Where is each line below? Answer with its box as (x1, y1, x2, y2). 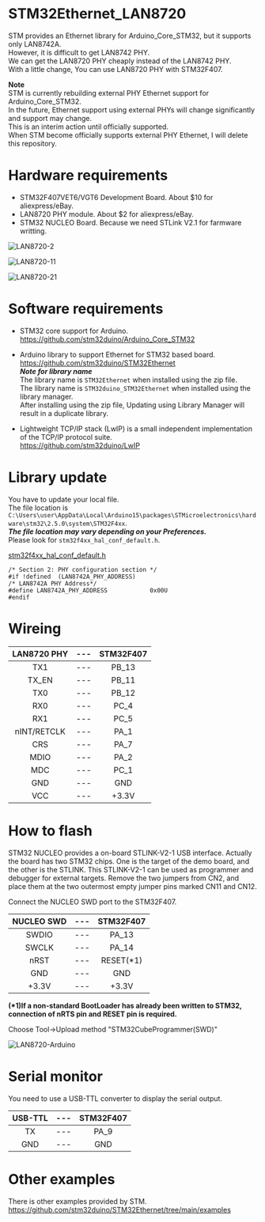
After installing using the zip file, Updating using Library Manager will (19, 400, 245, 410)
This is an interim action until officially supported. (8, 122, 168, 131)
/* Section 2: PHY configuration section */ (8, 566, 157, 573)
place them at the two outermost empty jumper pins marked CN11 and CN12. (8, 881, 257, 891)
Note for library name (19, 366, 93, 376)
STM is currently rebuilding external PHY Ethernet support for (8, 88, 210, 97)
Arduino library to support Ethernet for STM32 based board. (19, 350, 216, 359)
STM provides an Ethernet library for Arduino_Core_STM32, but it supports (8, 31, 252, 40)
